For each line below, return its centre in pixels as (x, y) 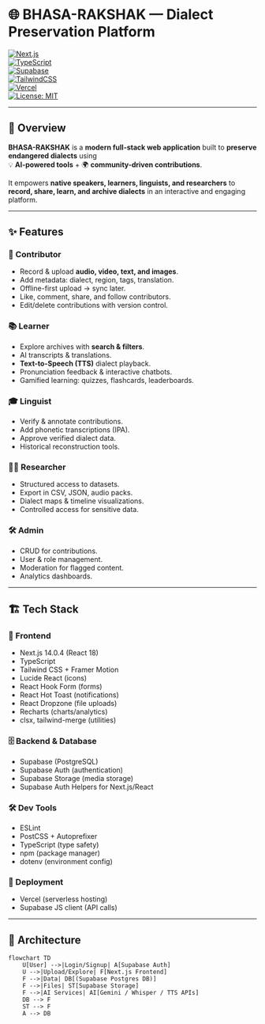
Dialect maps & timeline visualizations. (82, 501)
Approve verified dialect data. (68, 438)
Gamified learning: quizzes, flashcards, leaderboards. (107, 380)
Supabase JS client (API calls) (69, 908)
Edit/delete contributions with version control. (93, 305)
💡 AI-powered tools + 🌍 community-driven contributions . (105, 165)
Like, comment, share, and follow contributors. (95, 297)
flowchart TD (30, 958)
